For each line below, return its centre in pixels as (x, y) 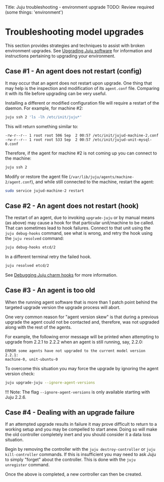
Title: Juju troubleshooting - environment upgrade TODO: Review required (80, 7)
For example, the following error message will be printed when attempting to (82, 336)
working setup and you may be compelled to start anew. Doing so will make (81, 429)
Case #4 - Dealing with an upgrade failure (70, 413)
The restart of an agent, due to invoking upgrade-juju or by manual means (80, 218)
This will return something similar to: (42, 126)
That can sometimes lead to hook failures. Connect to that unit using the (78, 228)
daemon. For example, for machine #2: (44, 108)
